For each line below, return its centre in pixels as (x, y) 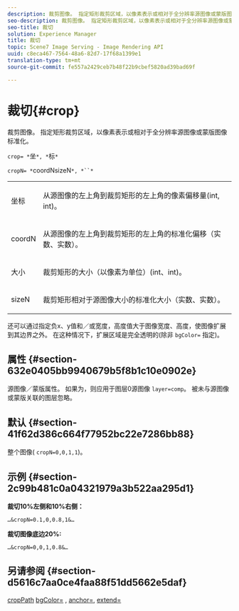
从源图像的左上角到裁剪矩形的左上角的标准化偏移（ (128, 234)
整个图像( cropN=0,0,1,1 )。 (47, 452)
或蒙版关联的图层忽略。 (42, 398)
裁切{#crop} (44, 111)
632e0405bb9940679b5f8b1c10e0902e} (102, 370)
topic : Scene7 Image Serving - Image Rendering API (85, 47)
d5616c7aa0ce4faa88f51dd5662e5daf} (97, 583)
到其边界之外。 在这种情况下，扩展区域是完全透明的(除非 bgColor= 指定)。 (116, 334)
